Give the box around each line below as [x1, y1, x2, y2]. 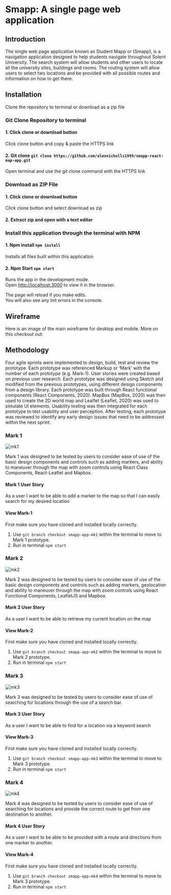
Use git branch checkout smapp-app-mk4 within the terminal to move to [12, 873, 162, 879]
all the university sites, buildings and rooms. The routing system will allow [5, 65, 160, 71]
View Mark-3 [5, 734, 34, 740]
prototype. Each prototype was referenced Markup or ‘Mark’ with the [5, 364, 151, 371]
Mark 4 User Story [5, 823, 45, 829]
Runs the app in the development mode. [5, 277, 89, 283]
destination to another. [5, 811, 53, 817]
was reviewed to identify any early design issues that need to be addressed [5, 414, 164, 420]
